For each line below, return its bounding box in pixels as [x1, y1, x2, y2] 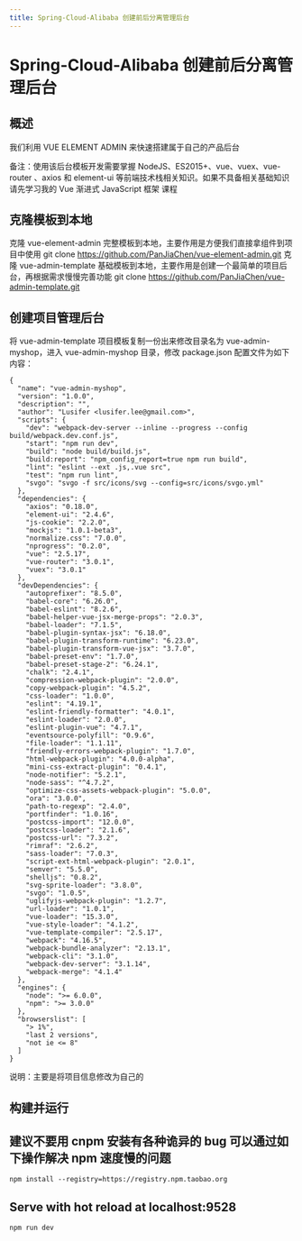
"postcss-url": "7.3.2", [25, 834, 119, 843]
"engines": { [17, 983, 67, 992]
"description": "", [17, 400, 91, 409]
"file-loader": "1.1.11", [25, 739, 124, 748]
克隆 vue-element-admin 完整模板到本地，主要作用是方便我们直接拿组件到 [9, 238, 286, 249]
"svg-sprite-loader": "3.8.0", [25, 881, 143, 890]
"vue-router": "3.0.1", [25, 558, 115, 567]
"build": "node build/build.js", [25, 447, 151, 456]
